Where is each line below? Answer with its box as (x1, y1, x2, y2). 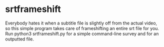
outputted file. (5, 36, 34, 42)
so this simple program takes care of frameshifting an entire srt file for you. (5, 25, 160, 31)
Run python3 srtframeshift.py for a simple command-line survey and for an (5, 30, 159, 36)
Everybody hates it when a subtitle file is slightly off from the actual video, (5, 20, 158, 26)
